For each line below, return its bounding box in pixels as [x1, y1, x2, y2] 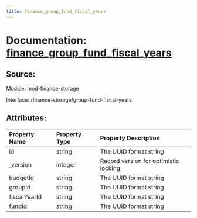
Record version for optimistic [100, 157, 180, 165]
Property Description [100, 134, 160, 142]
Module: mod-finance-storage [6, 85, 79, 92]
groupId [9, 184, 31, 192]
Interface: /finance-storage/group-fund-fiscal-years [6, 96, 133, 103]
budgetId [9, 174, 34, 182]
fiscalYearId [9, 193, 42, 201]
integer [56, 161, 76, 169]
